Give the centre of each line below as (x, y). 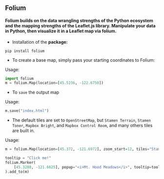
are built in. (23, 131)
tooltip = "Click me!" (28, 158)
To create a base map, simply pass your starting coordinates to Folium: (83, 60)
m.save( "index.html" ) (27, 111)
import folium (20, 78)
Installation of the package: (40, 42)
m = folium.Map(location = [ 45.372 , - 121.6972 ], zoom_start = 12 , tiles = (77, 149)
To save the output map (36, 92)
